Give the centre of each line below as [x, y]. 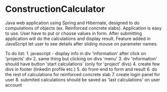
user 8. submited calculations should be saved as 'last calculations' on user [83, 80]
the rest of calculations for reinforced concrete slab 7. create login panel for [83, 74]
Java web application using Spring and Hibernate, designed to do [72, 23]
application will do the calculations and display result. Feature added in [78, 39]
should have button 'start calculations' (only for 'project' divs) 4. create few [83, 64]
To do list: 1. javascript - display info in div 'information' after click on [76, 53]
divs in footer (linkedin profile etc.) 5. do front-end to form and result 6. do [81, 69]
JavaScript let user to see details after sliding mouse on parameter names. [82, 44]
